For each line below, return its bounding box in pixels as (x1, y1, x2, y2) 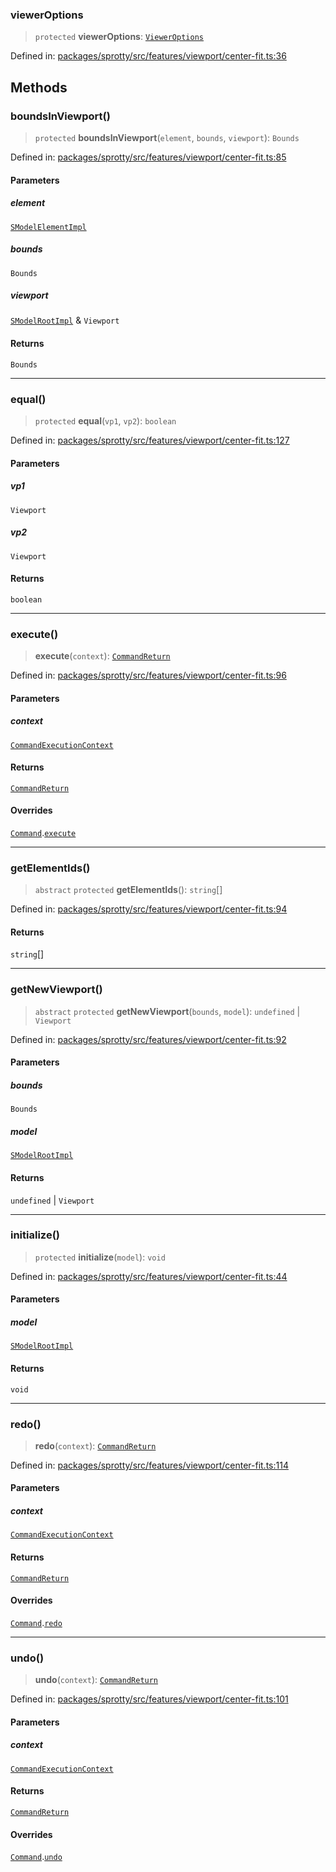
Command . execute (10, 826, 77, 838)
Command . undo (10, 1851, 63, 1863)
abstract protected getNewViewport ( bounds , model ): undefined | (34, 1005, 301, 1017)
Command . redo (10, 1616, 63, 1628)
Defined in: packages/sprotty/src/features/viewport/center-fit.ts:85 (10, 151, 287, 163)
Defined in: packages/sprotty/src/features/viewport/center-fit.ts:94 (10, 903, 288, 915)
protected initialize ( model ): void (34, 1251, 166, 1263)
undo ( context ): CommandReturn (34, 1674, 159, 1686)
